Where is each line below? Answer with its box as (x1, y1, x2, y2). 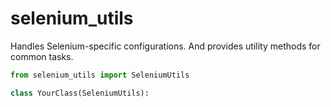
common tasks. (10, 50, 74, 62)
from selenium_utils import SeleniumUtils (10, 70, 190, 80)
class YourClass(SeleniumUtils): (10, 88, 150, 98)
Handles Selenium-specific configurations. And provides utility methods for (10, 40, 321, 52)
